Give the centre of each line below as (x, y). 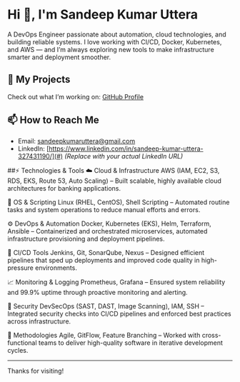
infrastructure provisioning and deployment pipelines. (86, 238)
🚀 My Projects (39, 80)
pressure (21, 268)
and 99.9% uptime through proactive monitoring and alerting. (97, 292)
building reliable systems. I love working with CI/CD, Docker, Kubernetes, (115, 41)
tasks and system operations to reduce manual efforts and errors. (104, 209)
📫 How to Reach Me (53, 120)
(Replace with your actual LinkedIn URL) (124, 156)
